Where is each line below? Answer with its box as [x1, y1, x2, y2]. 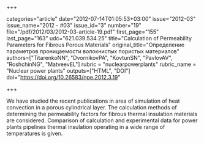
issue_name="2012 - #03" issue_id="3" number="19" [6, 22, 142, 29]
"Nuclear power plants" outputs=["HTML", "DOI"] [6, 67, 130, 74]
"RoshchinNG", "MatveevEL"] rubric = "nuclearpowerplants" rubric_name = [6, 61, 197, 68]
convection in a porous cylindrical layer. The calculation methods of [6, 104, 177, 111]
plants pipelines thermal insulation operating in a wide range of [6, 123, 165, 130]
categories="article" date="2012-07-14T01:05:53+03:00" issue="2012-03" [6, 15, 196, 22]
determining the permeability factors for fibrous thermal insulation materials [6, 111, 198, 117]
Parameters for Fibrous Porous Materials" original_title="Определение [6, 41, 185, 48]
